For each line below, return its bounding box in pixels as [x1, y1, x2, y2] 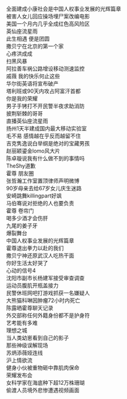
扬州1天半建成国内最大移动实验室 [6, 125, 87, 132]
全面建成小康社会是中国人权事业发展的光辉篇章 [6, 5, 121, 12]
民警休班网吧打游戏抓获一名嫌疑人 [6, 290, 90, 296]
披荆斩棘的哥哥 [6, 110, 43, 117]
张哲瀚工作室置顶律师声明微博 [6, 177, 79, 184]
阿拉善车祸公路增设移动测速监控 [6, 65, 85, 72]
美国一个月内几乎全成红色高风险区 [6, 20, 90, 27]
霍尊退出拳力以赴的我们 [6, 245, 64, 251]
